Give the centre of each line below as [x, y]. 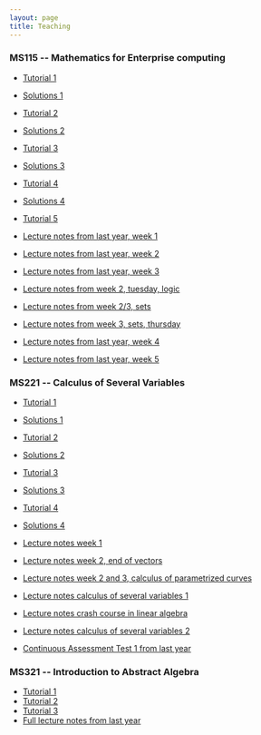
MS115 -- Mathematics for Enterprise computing [118, 58]
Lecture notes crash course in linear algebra [105, 613]
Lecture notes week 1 [62, 543]
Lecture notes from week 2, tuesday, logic [101, 289]
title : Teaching [40, 26]
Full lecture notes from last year [82, 720]
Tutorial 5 [40, 218]
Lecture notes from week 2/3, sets [87, 306]
